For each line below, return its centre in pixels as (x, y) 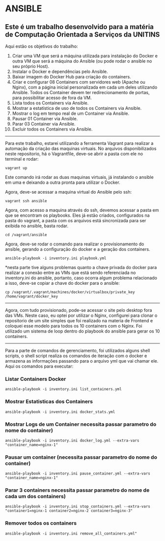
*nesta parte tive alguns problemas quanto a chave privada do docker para (81, 267)
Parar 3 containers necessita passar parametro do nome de (77, 490)
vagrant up (16, 168)
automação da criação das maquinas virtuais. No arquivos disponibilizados (81, 149)
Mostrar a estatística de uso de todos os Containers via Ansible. (77, 108)
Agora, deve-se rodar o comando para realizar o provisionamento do (75, 244)
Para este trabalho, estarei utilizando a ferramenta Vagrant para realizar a (79, 143)
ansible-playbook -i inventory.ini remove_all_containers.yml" (71, 533)
